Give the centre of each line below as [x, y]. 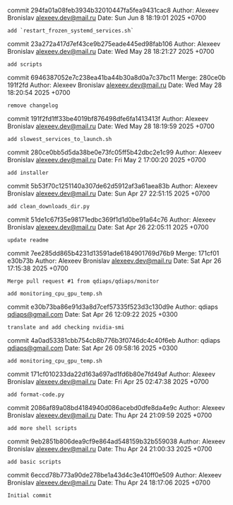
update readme [28, 240]
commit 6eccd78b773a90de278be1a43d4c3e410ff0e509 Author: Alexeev [115, 475]
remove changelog [33, 106]
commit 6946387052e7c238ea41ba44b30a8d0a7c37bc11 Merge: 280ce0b [116, 78]
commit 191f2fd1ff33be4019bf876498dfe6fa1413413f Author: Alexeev [108, 119]
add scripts [25, 64]
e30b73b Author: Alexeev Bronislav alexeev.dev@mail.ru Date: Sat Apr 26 [114, 261]
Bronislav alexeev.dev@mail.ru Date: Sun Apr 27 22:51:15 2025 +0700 [109, 193]
